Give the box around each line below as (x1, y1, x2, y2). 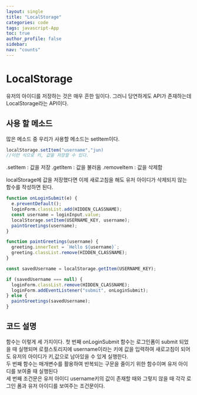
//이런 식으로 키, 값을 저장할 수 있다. (6, 152, 89, 159)
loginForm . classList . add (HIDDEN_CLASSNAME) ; (11, 206, 122, 212)
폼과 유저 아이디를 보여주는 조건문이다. (16, 382, 105, 389)
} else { (6, 293, 28, 299)
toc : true (6, 31, 31, 36)
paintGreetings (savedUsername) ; (11, 298, 91, 304)
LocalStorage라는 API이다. (6, 99, 69, 106)
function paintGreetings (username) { (6, 239, 99, 245)
